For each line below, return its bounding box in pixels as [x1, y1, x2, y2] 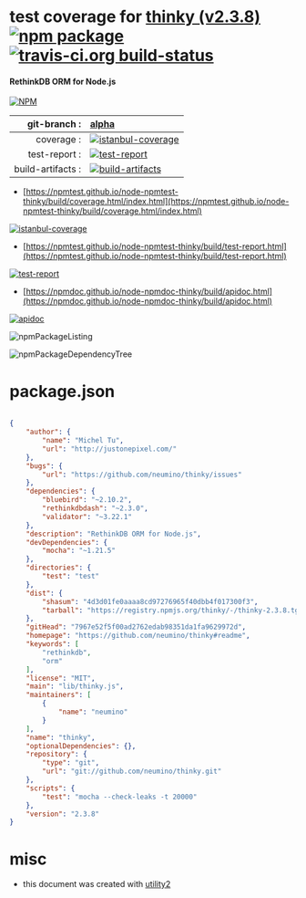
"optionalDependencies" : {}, [25, 741, 137, 750]
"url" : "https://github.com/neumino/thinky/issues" [42, 470, 243, 479]
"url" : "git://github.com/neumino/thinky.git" [42, 767, 222, 777]
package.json [9, 381, 116, 402]
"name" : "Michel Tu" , [42, 436, 125, 445]
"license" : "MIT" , [25, 673, 96, 683]
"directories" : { [25, 563, 92, 572]
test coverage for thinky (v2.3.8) [9, 6, 261, 27]
